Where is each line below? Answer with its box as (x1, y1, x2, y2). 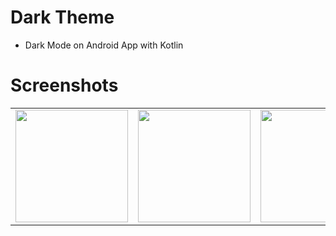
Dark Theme (10, 6, 115, 29)
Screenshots (10, 74, 119, 97)
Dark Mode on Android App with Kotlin (24, 39, 184, 51)
